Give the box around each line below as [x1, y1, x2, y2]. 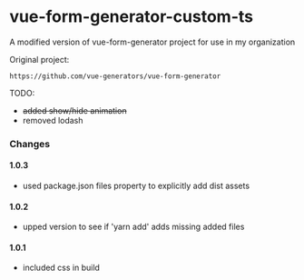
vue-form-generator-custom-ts [9, 6, 254, 27]
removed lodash [22, 115, 83, 125]
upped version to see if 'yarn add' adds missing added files [22, 221, 245, 233]
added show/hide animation [22, 105, 127, 115]
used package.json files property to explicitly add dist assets [22, 180, 250, 192]
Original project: [9, 54, 70, 65]
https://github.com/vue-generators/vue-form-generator [9, 71, 221, 81]
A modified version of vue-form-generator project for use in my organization [9, 36, 296, 47]
